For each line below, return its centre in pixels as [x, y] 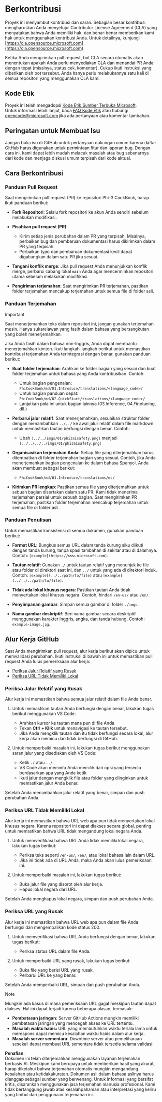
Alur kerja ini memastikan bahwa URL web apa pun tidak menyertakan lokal [80, 821]
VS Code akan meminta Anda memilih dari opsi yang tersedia [80, 767]
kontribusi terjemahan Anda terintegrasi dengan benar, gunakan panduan [78, 354]
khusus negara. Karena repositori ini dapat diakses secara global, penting [78, 826]
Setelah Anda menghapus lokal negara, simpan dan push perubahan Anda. [80, 899]
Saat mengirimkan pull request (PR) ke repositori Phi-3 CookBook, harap [77, 198]
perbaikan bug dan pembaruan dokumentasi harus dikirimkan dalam [87, 241]
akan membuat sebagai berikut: [44, 468]
